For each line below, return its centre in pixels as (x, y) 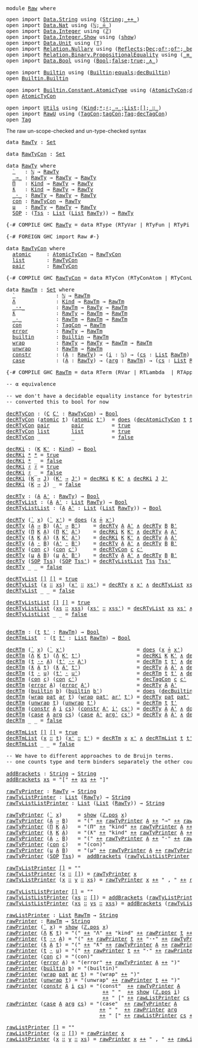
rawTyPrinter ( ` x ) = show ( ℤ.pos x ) (67, 815)
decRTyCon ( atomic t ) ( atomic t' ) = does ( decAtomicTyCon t (96, 419)
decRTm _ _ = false (34, 720)
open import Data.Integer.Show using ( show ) (72, 37)
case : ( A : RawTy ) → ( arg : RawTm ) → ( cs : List (99, 360)
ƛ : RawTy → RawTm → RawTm (70, 313)
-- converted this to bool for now (57, 402)
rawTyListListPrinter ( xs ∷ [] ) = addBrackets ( (77, 897)
